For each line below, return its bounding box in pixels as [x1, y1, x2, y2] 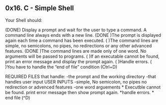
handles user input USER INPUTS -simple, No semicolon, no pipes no [5, 79, 147, 85]
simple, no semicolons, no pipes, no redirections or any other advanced [5, 42, 152, 49]
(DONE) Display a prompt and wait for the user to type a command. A [5, 27, 147, 33]
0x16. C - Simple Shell [5, 4, 74, 12]
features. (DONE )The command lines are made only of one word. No [5, 48, 147, 54]
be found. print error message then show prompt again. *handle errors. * [5, 89, 155, 95]
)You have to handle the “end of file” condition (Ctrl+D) [5, 64, 118, 70]
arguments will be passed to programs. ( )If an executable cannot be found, [5, 53, 160, 59]
